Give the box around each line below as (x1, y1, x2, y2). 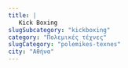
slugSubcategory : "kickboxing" (8, 26, 111, 34)
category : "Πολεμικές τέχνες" (8, 33, 108, 41)
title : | (8, 11, 37, 20)
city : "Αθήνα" (8, 48, 55, 55)
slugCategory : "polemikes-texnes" (8, 41, 122, 48)
